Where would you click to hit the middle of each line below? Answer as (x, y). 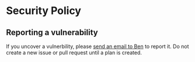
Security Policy (44, 11)
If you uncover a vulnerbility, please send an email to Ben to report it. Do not (97, 46)
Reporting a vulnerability (52, 32)
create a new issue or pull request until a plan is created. (74, 53)
